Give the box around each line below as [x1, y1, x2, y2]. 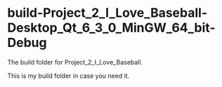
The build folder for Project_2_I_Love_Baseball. [7, 58, 143, 66]
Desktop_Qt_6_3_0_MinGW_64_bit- [7, 20, 216, 36]
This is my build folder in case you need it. [7, 72, 130, 80]
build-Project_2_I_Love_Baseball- [7, 5, 208, 21]
